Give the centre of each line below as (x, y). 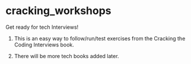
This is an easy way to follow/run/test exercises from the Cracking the (100, 38)
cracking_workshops (58, 11)
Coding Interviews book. (44, 45)
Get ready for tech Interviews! (42, 27)
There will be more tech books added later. (66, 56)
